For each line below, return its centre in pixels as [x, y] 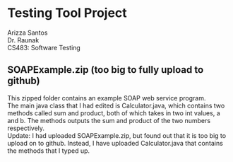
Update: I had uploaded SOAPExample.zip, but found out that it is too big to [117, 135]
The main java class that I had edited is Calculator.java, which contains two [116, 105]
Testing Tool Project [67, 13]
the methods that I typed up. [49, 151]
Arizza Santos [28, 33]
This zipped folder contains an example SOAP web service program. [107, 98]
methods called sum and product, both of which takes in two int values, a [114, 113]
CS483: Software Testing [44, 47]
